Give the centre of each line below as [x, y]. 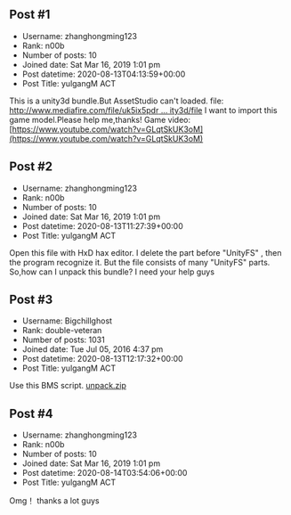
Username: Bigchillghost [67, 321]
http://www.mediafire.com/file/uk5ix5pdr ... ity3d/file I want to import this [143, 110]
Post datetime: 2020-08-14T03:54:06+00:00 [105, 473]
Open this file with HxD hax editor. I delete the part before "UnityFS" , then [145, 252]
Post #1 [30, 15]
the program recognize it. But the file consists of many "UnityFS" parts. [140, 262]
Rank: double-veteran [62, 331]
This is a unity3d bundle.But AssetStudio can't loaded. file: [117, 101]
